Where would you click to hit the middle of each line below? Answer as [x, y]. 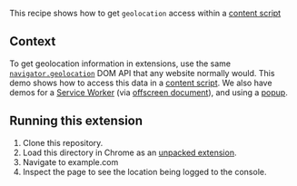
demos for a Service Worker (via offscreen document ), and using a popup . [148, 92]
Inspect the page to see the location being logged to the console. [144, 171]
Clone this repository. [63, 142]
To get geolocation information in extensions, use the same [120, 64]
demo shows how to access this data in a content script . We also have [141, 83]
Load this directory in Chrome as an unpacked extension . [129, 152]
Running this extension [76, 121]
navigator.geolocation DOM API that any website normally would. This [142, 73]
